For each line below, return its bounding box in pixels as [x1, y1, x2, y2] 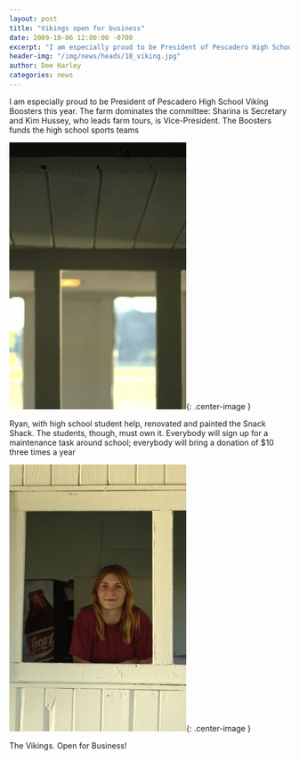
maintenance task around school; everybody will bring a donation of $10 [9, 437, 274, 448]
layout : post [9, 14, 58, 23]
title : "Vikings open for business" [9, 23, 145, 33]
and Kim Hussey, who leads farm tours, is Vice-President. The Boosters [9, 115, 272, 125]
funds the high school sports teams [9, 125, 140, 135]
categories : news [9, 71, 74, 80]
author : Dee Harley [9, 61, 82, 70]
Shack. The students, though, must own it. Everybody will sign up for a [9, 427, 269, 438]
